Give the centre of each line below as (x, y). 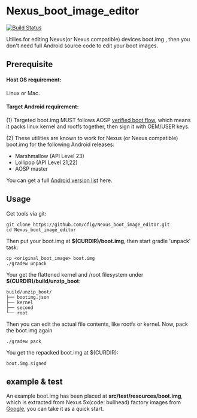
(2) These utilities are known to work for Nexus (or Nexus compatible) (92, 138)
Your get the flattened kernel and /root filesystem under (75, 274)
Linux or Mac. (23, 93)
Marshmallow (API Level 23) (50, 156)
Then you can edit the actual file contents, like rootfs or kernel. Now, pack (97, 324)
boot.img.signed (26, 364)
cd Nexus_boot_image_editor (41, 230)
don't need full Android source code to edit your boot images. (82, 46)
